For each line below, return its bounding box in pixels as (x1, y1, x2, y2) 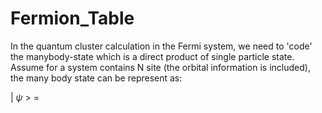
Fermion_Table (10, 7, 135, 30)
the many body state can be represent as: (10, 72, 183, 84)
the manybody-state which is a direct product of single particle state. (10, 50, 295, 62)
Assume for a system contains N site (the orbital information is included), (10, 61, 311, 73)
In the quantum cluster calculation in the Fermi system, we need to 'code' (10, 40, 313, 52)
